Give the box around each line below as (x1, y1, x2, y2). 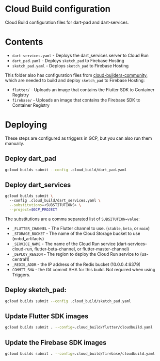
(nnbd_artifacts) (12, 235, 45, 241)
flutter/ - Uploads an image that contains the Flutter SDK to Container (12, 86, 155, 93)
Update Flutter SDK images (5, 312, 89, 320)
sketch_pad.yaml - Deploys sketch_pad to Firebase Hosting (12, 63, 129, 68)
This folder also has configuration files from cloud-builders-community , (5, 72, 148, 78)
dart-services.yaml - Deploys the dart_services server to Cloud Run (12, 52, 149, 58)
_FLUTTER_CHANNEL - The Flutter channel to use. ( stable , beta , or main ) (12, 225, 150, 231)
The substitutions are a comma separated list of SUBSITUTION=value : (5, 216, 140, 222)
